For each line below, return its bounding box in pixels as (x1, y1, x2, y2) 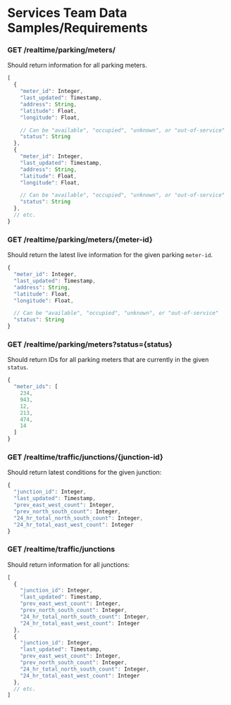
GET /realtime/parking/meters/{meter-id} (7, 235, 153, 244)
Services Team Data (7, 5, 127, 21)
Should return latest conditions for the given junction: (7, 468, 162, 477)
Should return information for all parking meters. (7, 61, 148, 70)
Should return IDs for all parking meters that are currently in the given (7, 356, 209, 364)
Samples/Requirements (7, 20, 148, 36)
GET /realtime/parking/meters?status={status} (7, 339, 173, 349)
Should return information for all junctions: (7, 560, 130, 568)
